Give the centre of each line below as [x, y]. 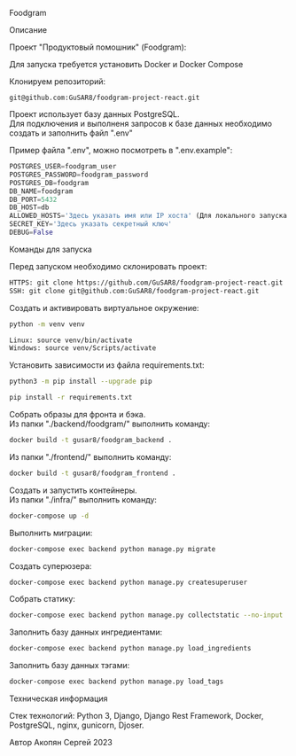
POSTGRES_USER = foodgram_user [63, 167]
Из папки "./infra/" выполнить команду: [83, 499]
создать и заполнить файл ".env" [71, 133]
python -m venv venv [47, 324]
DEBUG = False [31, 232]
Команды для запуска [51, 249]
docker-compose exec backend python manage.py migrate [113, 549]
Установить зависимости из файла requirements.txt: [107, 365]
